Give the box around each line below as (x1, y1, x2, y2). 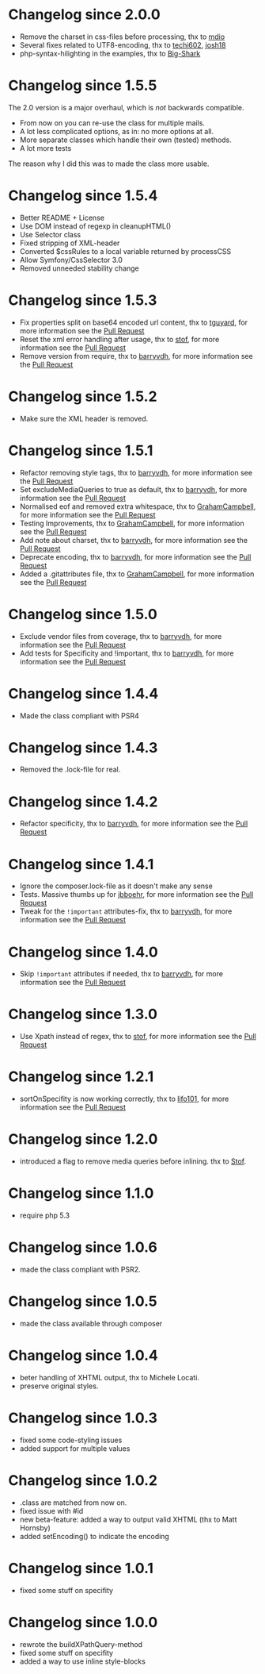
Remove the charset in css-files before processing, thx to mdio (19, 32, 225, 41)
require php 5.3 (19, 1210, 70, 1220)
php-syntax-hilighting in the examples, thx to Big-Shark (19, 48, 201, 58)
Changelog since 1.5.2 (8, 387, 157, 406)
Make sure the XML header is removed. (19, 414, 149, 423)
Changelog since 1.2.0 (8, 1130, 158, 1149)
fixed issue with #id (19, 1506, 84, 1515)
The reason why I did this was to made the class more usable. (8, 159, 210, 168)
